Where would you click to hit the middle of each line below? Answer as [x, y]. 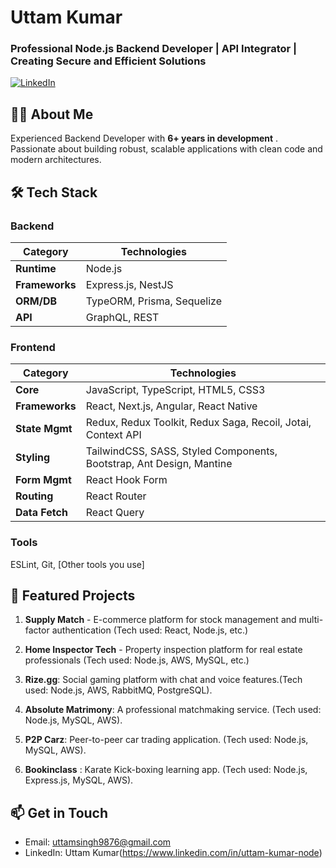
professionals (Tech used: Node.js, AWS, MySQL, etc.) [137, 660]
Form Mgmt [43, 480]
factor [37, 630]
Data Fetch [41, 513]
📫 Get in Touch [59, 812]
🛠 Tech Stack [54, 192]
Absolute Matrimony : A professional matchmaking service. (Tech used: [173, 710]
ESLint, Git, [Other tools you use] [77, 564]
